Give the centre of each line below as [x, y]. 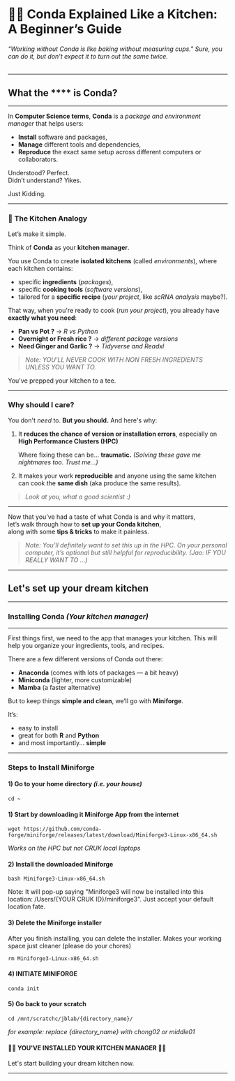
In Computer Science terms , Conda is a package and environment [104, 116]
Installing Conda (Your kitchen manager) [78, 616]
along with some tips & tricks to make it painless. [78, 531]
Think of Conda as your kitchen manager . [69, 247]
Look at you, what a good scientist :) [78, 497]
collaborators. [38, 159]
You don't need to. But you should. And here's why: [83, 420]
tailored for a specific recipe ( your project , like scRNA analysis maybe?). [123, 297]
